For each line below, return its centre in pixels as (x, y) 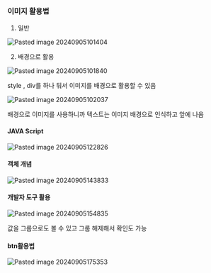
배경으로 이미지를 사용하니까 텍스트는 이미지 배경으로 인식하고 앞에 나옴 (105, 114)
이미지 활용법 (28, 11)
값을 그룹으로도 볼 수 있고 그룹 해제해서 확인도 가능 (77, 228)
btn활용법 (21, 245)
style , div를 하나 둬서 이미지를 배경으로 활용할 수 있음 (82, 86)
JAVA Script (25, 131)
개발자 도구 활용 (29, 197)
